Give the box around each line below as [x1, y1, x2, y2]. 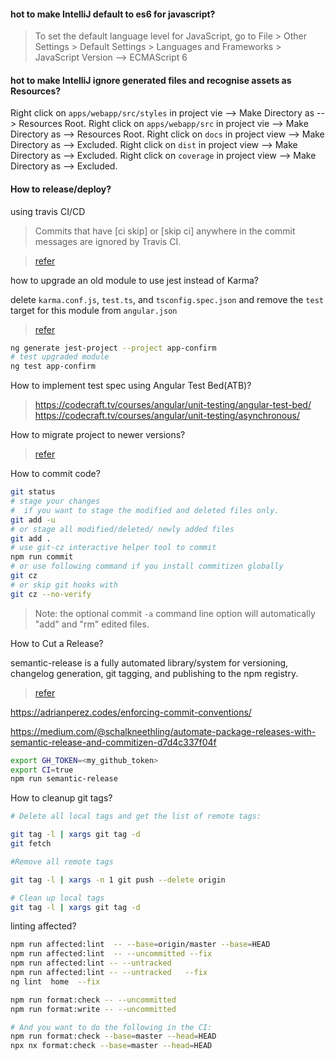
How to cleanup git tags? [10, 792, 113, 804]
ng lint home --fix [10, 976, 101, 987]
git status [10, 487, 56, 497]
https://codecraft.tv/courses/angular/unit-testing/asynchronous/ [34, 410, 300, 422]
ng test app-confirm [10, 361, 97, 372]
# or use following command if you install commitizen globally [10, 561, 284, 572]
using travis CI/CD [10, 205, 86, 217]
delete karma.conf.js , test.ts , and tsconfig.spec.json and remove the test [10, 293, 324, 305]
